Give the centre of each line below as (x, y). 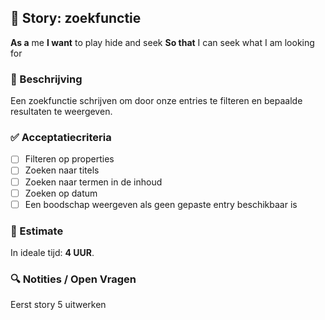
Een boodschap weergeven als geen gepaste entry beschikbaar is (161, 204)
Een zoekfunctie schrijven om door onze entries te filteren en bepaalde (156, 101)
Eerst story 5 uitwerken (58, 305)
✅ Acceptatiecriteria (61, 138)
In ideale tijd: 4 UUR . (52, 253)
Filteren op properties (69, 159)
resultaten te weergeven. (61, 112)
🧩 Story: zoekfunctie (76, 18)
